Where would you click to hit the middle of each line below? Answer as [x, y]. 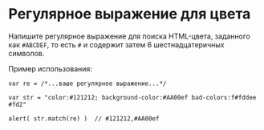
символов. [26, 53]
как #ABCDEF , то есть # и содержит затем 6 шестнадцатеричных [116, 44]
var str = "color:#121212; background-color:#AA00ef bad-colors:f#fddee [132, 97]
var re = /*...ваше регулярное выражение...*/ [87, 83]
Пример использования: [50, 68]
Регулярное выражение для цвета [130, 14]
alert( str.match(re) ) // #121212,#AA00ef [84, 118]
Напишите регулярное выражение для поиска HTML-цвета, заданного [129, 36]
